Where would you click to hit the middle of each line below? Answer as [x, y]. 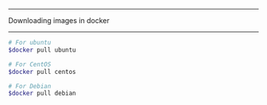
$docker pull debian [43, 93]
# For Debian [30, 86]
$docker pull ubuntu [43, 50]
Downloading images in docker [59, 20]
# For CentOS [30, 64]
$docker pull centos [43, 72]
